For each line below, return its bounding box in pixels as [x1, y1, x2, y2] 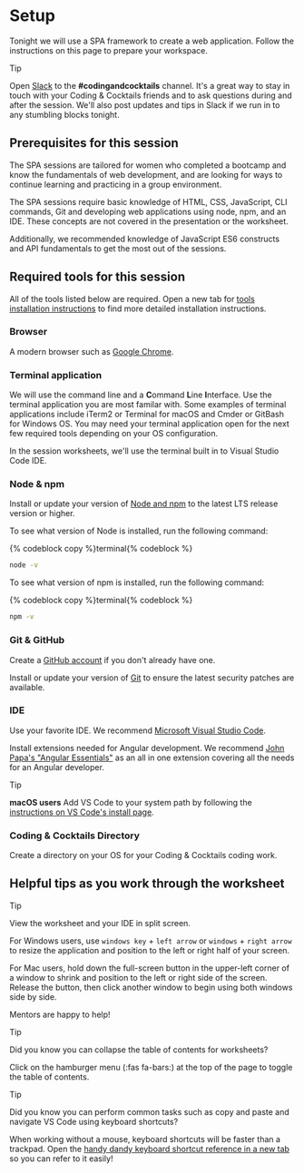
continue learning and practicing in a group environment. [9, 179, 222, 190]
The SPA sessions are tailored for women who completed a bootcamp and [9, 160, 287, 171]
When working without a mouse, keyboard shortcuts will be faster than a [9, 1133, 281, 1144]
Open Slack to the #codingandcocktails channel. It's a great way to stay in [9, 80, 290, 91]
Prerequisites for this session [9, 135, 179, 151]
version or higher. [9, 508, 75, 519]
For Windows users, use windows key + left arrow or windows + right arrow [9, 935, 292, 946]
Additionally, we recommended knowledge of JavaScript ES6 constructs [9, 233, 279, 244]
